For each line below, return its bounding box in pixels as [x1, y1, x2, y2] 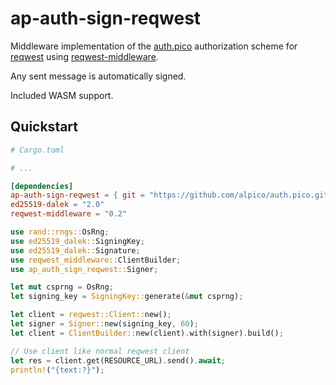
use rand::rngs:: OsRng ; [10, 227, 110, 237]
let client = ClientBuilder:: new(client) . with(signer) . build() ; [10, 328, 284, 338]
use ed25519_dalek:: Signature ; [10, 245, 141, 256]
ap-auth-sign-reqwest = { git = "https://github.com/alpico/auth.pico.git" [10, 190, 333, 201]
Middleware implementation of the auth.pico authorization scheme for [10, 40, 298, 52]
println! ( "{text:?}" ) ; [10, 365, 105, 375]
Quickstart [10, 118, 79, 136]
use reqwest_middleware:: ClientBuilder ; [10, 255, 182, 265]
